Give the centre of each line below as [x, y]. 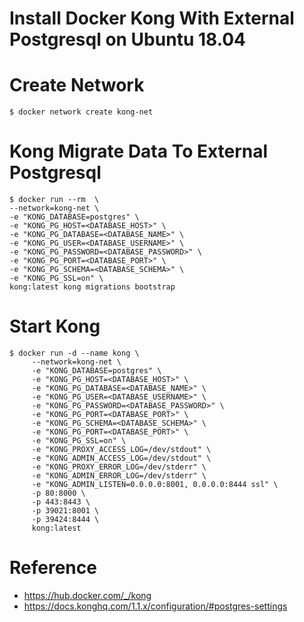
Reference [53, 568]
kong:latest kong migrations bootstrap [92, 287]
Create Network [77, 85]
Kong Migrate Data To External [139, 151]
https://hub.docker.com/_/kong [87, 595]
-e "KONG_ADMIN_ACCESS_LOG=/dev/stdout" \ [121, 458]
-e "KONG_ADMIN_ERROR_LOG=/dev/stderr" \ [119, 476]
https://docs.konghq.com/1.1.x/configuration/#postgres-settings [155, 606]
